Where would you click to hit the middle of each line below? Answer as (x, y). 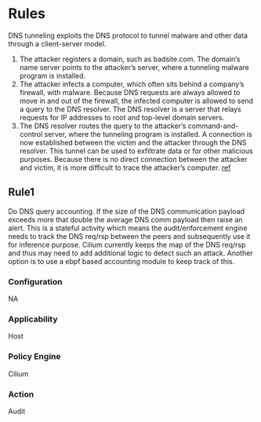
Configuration (35, 281)
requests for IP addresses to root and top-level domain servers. (122, 117)
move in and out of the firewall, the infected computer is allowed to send (136, 101)
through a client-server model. (57, 43)
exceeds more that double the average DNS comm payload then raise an (125, 219)
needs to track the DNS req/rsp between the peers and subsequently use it (129, 236)
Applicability (33, 319)
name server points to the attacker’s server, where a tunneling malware (134, 67)
